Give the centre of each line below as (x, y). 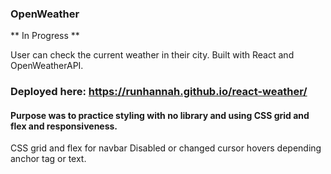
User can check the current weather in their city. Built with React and (152, 55)
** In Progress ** (45, 36)
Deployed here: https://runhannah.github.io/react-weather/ (159, 92)
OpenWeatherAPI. (47, 66)
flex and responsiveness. (64, 126)
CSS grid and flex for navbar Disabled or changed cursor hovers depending (166, 148)
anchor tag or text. (48, 159)
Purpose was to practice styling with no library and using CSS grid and (160, 115)
